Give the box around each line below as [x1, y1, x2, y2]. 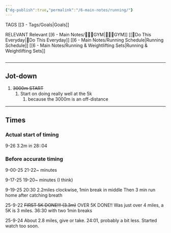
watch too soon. [5, 223, 39, 229]
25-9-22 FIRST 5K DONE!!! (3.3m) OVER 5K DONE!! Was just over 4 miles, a [5, 202, 164, 208]
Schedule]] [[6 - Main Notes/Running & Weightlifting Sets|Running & [5, 42, 148, 49]
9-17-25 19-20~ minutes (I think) [5, 177, 73, 183]
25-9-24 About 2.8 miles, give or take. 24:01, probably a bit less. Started [5, 218, 157, 224]
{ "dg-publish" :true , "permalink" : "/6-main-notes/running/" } [5, 7, 133, 13]
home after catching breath [5, 192, 63, 198]
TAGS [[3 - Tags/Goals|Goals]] [5, 21, 70, 28]
